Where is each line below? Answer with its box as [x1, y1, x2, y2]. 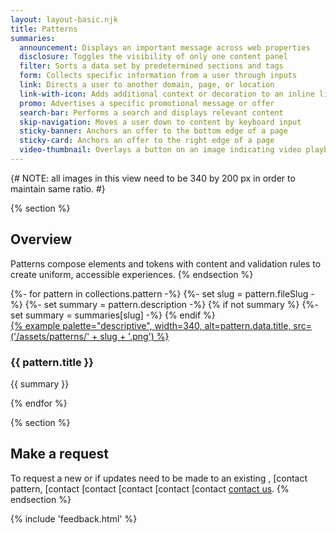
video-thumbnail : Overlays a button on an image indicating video [19, 145, 302, 155]
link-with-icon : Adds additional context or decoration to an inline [19, 89, 315, 99]
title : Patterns [10, 24, 78, 34]
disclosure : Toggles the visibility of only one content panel [19, 52, 288, 62]
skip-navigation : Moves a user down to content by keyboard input [19, 117, 302, 127]
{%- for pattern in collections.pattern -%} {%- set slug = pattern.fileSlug [10, 287, 309, 300]
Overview [10, 231, 73, 248]
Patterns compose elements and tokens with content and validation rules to [10, 257, 322, 270]
